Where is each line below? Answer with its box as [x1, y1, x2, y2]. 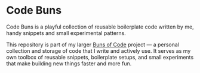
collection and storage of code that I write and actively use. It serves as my [6, 47, 191, 54]
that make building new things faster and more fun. [6, 60, 132, 67]
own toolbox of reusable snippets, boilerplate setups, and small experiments [6, 53, 194, 61]
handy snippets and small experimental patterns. [6, 29, 127, 36]
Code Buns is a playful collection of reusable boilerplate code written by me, [6, 23, 194, 30]
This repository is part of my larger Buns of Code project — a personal [6, 41, 180, 48]
